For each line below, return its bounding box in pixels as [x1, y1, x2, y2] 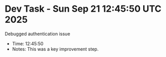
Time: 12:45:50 [12, 40, 44, 46]
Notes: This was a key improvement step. [12, 46, 99, 52]
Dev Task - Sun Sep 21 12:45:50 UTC [5, 3, 162, 15]
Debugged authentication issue [5, 31, 71, 37]
